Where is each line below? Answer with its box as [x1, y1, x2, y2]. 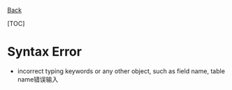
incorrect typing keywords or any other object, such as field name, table [17, 66, 226, 75]
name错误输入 [17, 75, 59, 83]
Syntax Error [7, 44, 82, 60]
